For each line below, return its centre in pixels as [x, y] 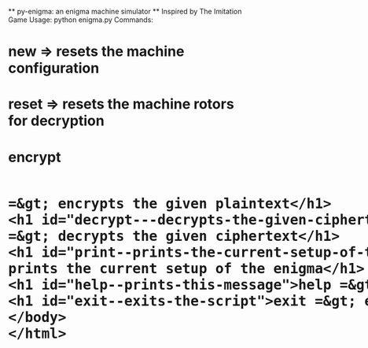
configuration [54, 68]
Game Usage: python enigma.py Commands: [81, 20]
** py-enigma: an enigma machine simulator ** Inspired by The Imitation [125, 11]
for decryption [56, 121]
